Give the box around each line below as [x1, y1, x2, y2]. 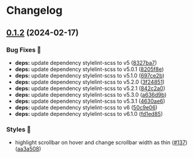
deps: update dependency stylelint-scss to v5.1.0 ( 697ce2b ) [14, 71, 165, 79]
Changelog [6, 4, 63, 17]
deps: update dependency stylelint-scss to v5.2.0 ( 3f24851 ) [14, 78, 165, 85]
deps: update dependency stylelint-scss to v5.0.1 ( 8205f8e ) [14, 65, 164, 73]
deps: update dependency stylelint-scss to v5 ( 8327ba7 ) [14, 59, 157, 66]
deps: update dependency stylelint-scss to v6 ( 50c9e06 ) [14, 103, 158, 111]
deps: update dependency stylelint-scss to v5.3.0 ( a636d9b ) [14, 91, 167, 98]
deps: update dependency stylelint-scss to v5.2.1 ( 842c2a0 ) [14, 85, 166, 92]
